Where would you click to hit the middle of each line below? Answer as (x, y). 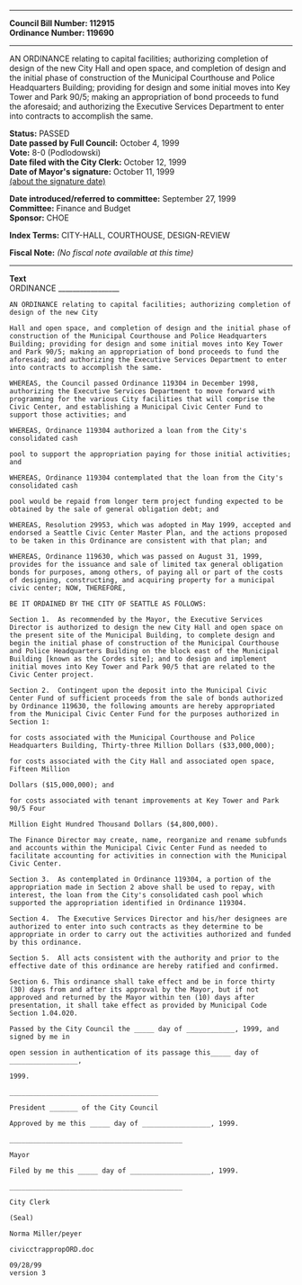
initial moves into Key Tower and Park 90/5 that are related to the (142, 667)
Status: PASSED (40, 133)
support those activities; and (68, 415)
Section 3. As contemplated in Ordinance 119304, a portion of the (140, 879)
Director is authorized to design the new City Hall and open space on (146, 627)
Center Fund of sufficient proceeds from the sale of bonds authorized (146, 698)
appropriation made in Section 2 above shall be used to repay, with (142, 887)
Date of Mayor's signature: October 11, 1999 (92, 171)
